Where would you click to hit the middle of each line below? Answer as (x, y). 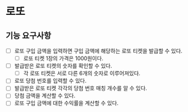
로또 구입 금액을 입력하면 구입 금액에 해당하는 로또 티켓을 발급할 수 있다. (98, 51)
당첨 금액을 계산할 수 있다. (45, 96)
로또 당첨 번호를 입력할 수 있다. (50, 81)
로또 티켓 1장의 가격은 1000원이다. (63, 58)
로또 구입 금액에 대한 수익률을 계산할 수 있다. (66, 103)
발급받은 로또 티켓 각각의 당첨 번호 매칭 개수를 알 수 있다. (81, 88)
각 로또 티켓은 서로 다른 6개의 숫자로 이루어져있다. (82, 73)
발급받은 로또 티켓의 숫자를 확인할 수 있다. (63, 66)
